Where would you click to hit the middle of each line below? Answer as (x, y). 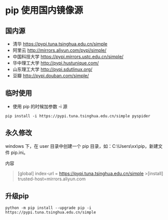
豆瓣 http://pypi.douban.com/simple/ (51, 76)
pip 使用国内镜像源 (44, 10)
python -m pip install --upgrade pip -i (49, 208)
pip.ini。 (19, 152)
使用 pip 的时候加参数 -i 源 (40, 106)
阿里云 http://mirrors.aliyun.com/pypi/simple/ (59, 50)
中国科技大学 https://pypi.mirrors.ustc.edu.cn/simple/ (68, 57)
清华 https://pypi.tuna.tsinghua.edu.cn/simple (60, 44)
